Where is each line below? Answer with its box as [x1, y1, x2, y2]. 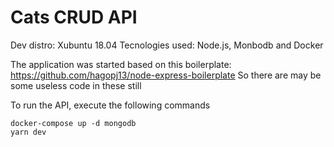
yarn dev [10, 127, 47, 137]
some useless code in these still [10, 79, 142, 91]
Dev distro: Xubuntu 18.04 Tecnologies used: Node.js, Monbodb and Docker [10, 39, 324, 51]
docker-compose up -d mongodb [10, 118, 137, 128]
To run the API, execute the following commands [10, 99, 211, 111]
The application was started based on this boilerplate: [10, 58, 232, 70]
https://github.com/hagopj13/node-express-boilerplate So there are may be [10, 69, 322, 81]
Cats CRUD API [10, 6, 138, 29]
